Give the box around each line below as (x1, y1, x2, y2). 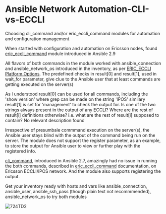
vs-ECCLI (5, 14, 45, 25)
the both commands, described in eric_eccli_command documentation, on (5, 163, 157, 169)
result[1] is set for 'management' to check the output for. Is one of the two (5, 101, 156, 107)
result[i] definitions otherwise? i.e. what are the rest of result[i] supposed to (5, 112, 160, 118)
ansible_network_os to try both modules (5, 194, 87, 200)
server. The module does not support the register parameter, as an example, (5, 138, 161, 143)
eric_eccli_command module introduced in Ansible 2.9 (5, 51, 115, 57)
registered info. (5, 148, 36, 154)
